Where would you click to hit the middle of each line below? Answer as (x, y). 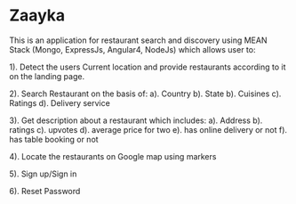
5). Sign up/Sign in (43, 174)
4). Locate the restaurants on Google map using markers (113, 156)
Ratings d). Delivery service (60, 102)
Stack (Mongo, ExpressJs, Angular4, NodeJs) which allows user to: (132, 49)
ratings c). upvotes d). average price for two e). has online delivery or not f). (148, 129)
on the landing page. (47, 76)
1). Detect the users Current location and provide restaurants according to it (148, 67)
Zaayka (37, 16)
